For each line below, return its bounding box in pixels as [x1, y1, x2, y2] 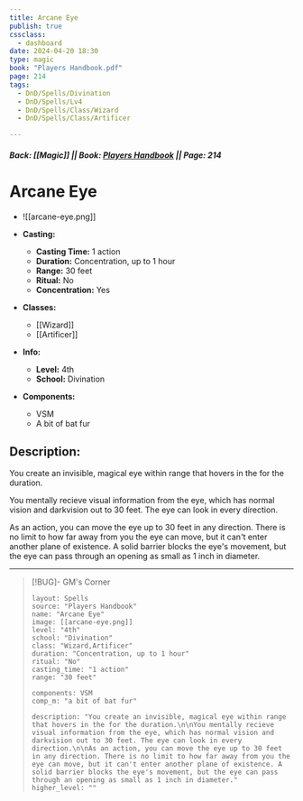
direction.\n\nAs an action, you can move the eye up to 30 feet [31, 744, 282, 753]
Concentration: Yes [35, 284, 111, 295]
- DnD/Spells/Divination [17, 88, 111, 97]
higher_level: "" [31, 784, 97, 793]
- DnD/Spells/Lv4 [17, 97, 83, 106]
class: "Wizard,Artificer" [31, 641, 133, 650]
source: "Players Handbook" [31, 602, 137, 612]
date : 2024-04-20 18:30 [9, 47, 99, 56]
